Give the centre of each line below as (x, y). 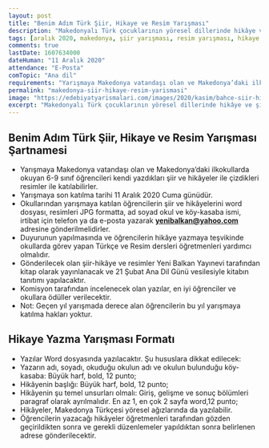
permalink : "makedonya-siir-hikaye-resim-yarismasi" (98, 90)
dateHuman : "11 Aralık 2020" (57, 61)
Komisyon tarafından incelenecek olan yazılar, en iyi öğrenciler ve (128, 289)
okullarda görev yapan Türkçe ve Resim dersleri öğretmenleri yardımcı (136, 246)
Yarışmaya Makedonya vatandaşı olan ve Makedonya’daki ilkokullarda (134, 169)
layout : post (30, 16)
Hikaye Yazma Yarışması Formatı (92, 339)
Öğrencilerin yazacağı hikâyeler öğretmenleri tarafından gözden (125, 418)
